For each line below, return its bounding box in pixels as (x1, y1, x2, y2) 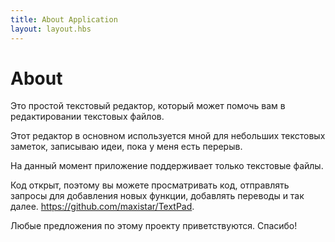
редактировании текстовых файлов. (10, 111, 165, 123)
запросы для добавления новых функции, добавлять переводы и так (10, 190, 305, 202)
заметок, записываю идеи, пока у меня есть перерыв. (10, 141, 243, 153)
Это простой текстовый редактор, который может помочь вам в (10, 100, 286, 112)
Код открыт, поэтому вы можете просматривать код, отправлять (10, 179, 290, 191)
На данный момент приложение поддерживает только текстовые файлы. (10, 160, 324, 172)
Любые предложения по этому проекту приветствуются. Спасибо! (10, 220, 298, 232)
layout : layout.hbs (10, 24, 92, 34)
